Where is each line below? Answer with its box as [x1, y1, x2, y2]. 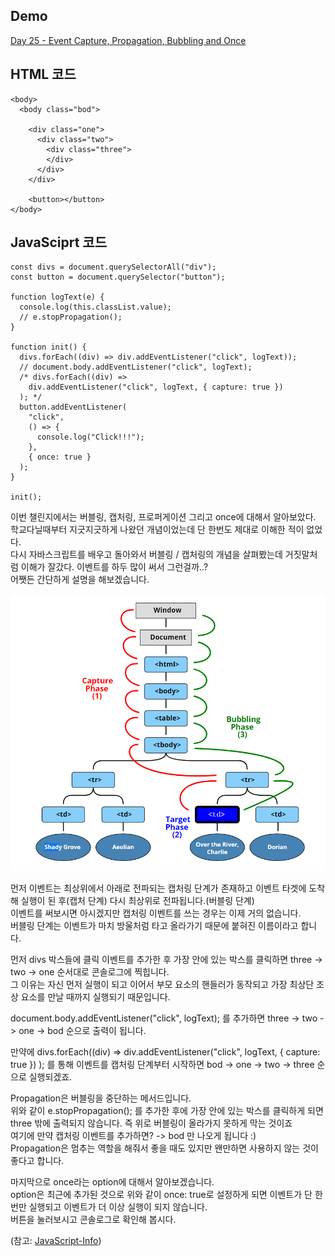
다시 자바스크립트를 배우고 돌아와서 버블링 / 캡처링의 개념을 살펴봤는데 [10, 549, 283, 561]
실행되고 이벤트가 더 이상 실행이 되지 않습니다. [28, 1201, 208, 1213]
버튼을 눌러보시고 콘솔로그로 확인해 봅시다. [10, 1214, 177, 1226]
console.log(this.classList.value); [19, 302, 172, 313]
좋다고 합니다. [10, 1155, 65, 1167]
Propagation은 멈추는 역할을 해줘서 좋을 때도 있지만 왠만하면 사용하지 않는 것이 [10, 1142, 319, 1154]
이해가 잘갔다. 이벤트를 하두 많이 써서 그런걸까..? [20, 561, 209, 573]
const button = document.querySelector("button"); [10, 272, 226, 283]
